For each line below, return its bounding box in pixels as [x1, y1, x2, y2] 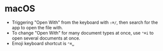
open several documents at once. [11, 35, 80, 41]
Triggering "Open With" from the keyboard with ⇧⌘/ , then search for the [11, 19, 158, 25]
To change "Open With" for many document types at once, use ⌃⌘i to [11, 30, 154, 36]
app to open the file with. [11, 24, 63, 30]
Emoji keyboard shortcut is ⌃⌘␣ [11, 40, 75, 46]
